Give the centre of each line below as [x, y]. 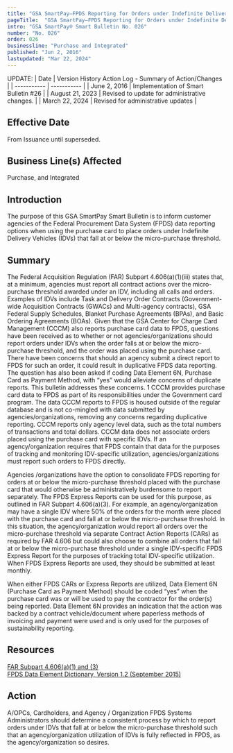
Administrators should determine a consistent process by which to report [112, 720]
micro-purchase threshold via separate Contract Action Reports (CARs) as [113, 534]
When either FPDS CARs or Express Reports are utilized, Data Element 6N [112, 584]
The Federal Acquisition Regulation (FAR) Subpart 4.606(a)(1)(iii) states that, [115, 277]
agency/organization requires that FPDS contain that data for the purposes [114, 446]
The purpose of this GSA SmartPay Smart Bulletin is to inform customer [109, 217]
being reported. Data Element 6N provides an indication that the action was [115, 606]
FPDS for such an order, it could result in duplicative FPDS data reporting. [112, 365]
